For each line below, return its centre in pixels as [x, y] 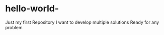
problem [14, 27]
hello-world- [32, 9]
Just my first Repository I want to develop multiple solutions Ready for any [82, 22]
